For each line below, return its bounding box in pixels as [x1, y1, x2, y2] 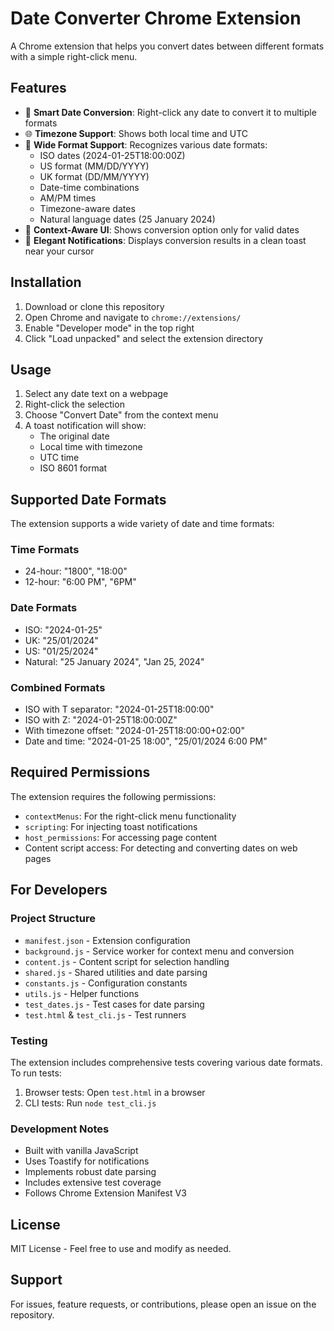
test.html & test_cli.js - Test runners [24, 1008, 187, 1021]
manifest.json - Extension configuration [24, 934, 191, 946]
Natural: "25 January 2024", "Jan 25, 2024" [24, 655, 205, 667]
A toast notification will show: [24, 420, 147, 432]
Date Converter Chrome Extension [10, 7, 302, 30]
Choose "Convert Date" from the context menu [24, 409, 219, 421]
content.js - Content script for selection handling [24, 955, 230, 967]
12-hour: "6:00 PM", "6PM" [24, 576, 137, 588]
